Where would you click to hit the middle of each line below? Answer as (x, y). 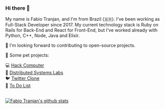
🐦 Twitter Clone (22, 79)
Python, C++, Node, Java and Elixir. (43, 35)
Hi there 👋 (18, 8)
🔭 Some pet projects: (27, 55)
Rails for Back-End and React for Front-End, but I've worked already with (81, 30)
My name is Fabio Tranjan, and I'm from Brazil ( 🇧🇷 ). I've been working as (83, 19)
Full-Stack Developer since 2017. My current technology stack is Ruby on (82, 25)
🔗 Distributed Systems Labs (34, 72)
